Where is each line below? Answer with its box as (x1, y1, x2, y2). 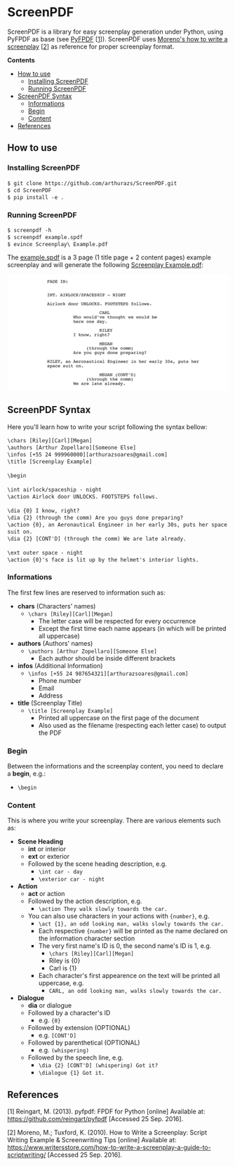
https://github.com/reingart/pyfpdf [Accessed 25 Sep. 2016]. (7, 1115, 184, 1123)
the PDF (38, 728, 62, 737)
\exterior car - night (38, 876, 105, 883)
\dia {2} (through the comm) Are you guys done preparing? (7, 514, 184, 521)
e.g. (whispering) (38, 1046, 90, 1055)
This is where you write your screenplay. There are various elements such (7, 816, 221, 825)
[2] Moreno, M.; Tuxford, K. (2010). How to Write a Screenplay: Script (7, 1128, 207, 1137)
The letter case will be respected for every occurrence (38, 616, 196, 625)
